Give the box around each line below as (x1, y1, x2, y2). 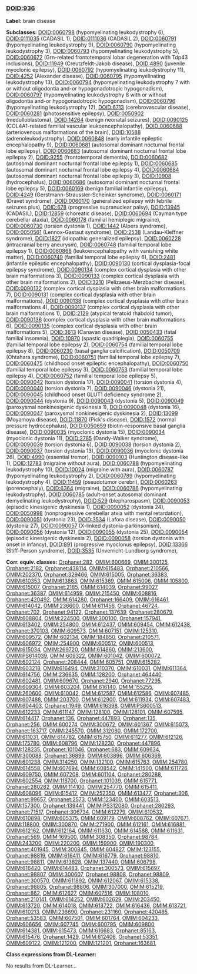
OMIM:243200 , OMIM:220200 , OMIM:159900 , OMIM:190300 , (6, 839, 155, 847)
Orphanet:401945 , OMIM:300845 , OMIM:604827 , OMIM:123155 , (6, 846, 162, 853)
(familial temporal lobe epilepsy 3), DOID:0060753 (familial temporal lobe (6, 366, 183, 373)
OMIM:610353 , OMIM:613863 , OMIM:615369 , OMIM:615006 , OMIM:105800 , (6, 577, 189, 584)
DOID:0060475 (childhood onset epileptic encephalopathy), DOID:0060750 (6, 360, 189, 367)
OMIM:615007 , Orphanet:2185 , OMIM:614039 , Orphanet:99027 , (6, 584, 159, 591)
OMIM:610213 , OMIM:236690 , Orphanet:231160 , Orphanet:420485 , (6, 908, 169, 915)
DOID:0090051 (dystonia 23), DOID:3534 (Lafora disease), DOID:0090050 (6, 516, 186, 523)
